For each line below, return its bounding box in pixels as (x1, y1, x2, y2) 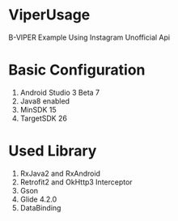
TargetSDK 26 (19, 113, 67, 123)
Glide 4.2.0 (19, 194, 57, 204)
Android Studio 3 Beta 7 (19, 87, 100, 97)
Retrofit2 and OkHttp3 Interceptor (19, 176, 133, 187)
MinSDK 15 (19, 104, 57, 114)
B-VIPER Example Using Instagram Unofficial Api (8, 32, 171, 42)
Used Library (8, 142, 97, 160)
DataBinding (19, 202, 61, 212)
